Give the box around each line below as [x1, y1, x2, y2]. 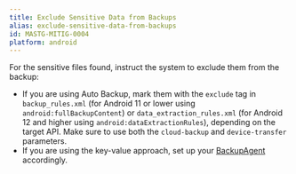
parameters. [21, 136, 68, 146]
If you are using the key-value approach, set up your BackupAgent [21, 146, 266, 156]
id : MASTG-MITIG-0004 [9, 29, 90, 38]
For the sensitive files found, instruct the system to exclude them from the [9, 62, 280, 73]
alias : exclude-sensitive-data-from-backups [9, 21, 177, 30]
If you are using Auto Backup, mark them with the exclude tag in [21, 89, 256, 99]
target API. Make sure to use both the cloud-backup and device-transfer [21, 126, 287, 138]
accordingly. [21, 154, 68, 165]
